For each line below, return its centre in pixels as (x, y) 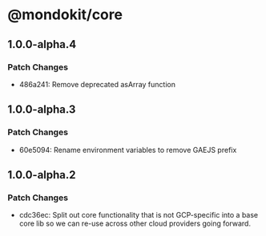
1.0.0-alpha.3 (42, 110)
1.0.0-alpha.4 (42, 44)
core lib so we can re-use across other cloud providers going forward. (135, 224)
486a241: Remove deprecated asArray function (97, 84)
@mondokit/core (65, 15)
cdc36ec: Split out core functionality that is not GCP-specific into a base (139, 215)
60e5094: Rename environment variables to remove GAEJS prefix (128, 150)
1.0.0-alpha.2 (42, 175)
